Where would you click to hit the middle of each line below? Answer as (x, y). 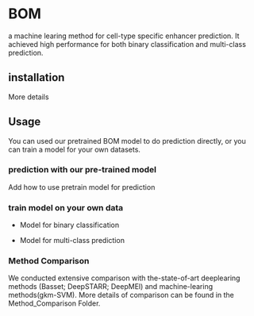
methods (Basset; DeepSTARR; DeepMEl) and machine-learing (111, 287)
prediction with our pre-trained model (83, 170)
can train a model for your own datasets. (75, 149)
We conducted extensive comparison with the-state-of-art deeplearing (124, 278)
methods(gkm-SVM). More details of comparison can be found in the (121, 295)
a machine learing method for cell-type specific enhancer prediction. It (124, 36)
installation (37, 77)
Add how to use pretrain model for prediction (82, 187)
